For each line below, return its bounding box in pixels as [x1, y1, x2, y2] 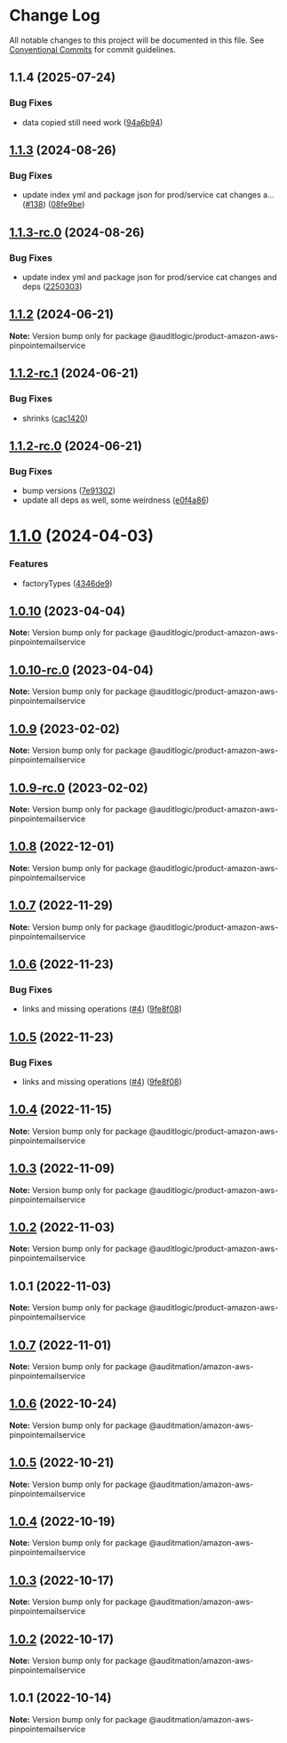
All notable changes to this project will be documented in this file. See [9, 35, 265, 45]
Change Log [9, 5, 100, 26]
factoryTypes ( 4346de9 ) [21, 577, 113, 588]
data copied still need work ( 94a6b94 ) [21, 117, 163, 127]
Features [9, 558, 49, 570]
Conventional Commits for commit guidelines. [9, 44, 176, 54]
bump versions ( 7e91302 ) [21, 486, 116, 496]
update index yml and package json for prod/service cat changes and [21, 272, 277, 282]
